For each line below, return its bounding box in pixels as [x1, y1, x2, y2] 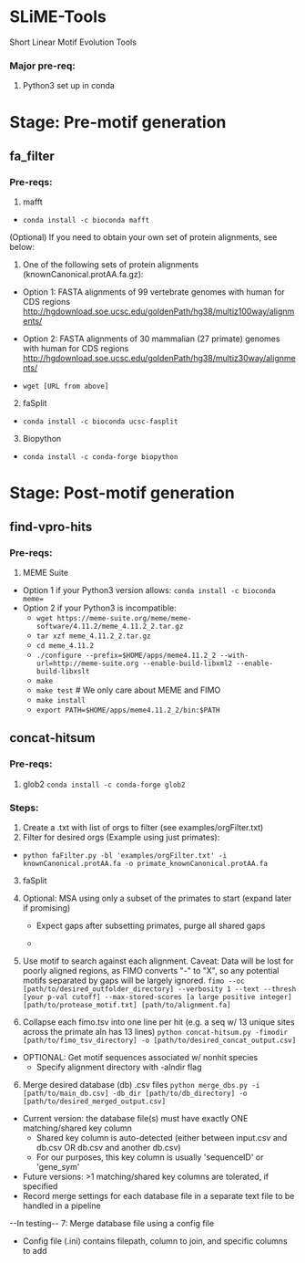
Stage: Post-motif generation [9, 483, 235, 504]
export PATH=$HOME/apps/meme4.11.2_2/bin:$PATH [36, 705, 220, 715]
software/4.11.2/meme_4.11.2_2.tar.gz [36, 621, 184, 631]
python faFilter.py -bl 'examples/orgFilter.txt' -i [22, 851, 228, 860]
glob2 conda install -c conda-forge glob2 [22, 778, 186, 789]
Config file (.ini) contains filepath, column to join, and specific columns [22, 1235, 289, 1247]
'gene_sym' [36, 1161, 80, 1172]
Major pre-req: [9, 59, 76, 72]
